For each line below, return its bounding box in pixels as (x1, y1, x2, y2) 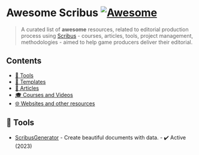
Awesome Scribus (6, 6, 99, 20)
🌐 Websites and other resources (14, 99, 95, 107)
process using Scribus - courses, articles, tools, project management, (20, 32, 194, 39)
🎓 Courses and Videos (14, 91, 73, 98)
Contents (6, 56, 42, 66)
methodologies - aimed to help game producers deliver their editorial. (20, 38, 193, 45)
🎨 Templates (14, 78, 46, 85)
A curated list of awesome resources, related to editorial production (20, 26, 189, 33)
